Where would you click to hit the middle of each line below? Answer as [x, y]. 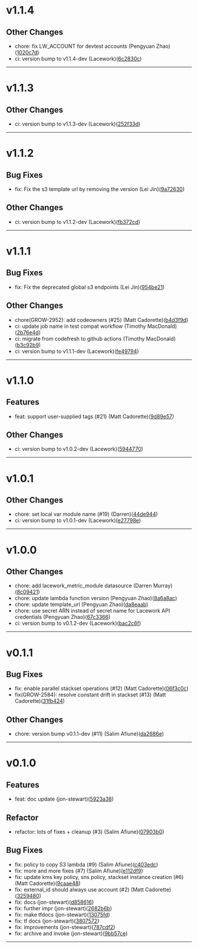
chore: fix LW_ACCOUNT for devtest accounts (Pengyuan [85, 46]
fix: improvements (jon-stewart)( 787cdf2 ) [65, 927]
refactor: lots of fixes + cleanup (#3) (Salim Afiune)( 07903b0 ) [89, 832]
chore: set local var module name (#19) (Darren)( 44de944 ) [86, 514]
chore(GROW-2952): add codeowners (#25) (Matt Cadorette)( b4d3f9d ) [101, 320]
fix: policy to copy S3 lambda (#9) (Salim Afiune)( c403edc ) [86, 864]
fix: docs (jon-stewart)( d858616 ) [54, 902]
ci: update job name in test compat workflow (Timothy [80, 326]
